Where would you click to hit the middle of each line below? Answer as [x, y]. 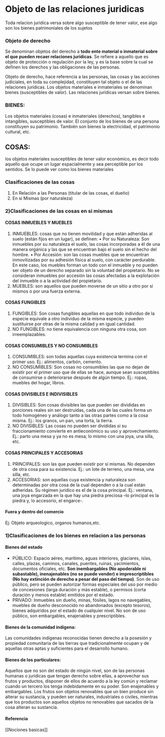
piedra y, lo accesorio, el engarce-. [48, 501]
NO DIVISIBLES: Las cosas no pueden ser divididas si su [69, 426]
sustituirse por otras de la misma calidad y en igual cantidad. [74, 324]
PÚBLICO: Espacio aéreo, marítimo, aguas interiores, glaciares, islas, [82, 558]
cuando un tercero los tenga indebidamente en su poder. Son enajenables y [82, 686]
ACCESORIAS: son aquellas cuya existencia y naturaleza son [74, 479]
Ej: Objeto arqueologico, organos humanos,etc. [53, 523]
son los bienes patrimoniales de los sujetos [49, 28]
